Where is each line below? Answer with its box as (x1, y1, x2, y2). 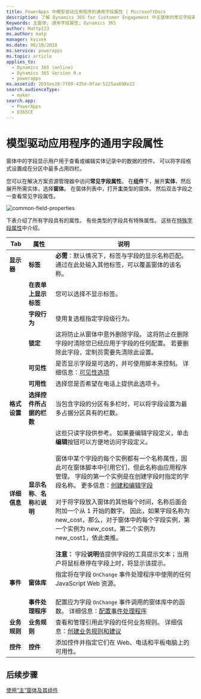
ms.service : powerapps (6, 48, 63, 54)
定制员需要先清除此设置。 (85, 348, 157, 357)
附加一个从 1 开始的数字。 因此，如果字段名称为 (55, 507, 190, 515)
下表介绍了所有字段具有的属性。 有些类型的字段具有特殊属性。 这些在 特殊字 (6, 217, 193, 224)
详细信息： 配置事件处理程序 (68, 607, 147, 615)
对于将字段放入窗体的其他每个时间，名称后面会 (55, 498, 187, 506)
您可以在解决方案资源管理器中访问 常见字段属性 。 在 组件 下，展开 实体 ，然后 (6, 178, 191, 185)
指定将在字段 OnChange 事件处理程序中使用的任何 (55, 570, 191, 579)
